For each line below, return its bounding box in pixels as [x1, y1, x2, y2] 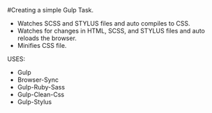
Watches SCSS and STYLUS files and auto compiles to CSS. [17, 19, 190, 27]
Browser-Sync [17, 76, 59, 84]
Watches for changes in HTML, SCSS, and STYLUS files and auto [17, 27, 206, 35]
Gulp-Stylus [17, 98, 52, 106]
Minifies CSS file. [17, 42, 67, 49]
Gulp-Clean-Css [17, 90, 65, 98]
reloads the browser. [17, 34, 77, 42]
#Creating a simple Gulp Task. [7, 6, 94, 14]
